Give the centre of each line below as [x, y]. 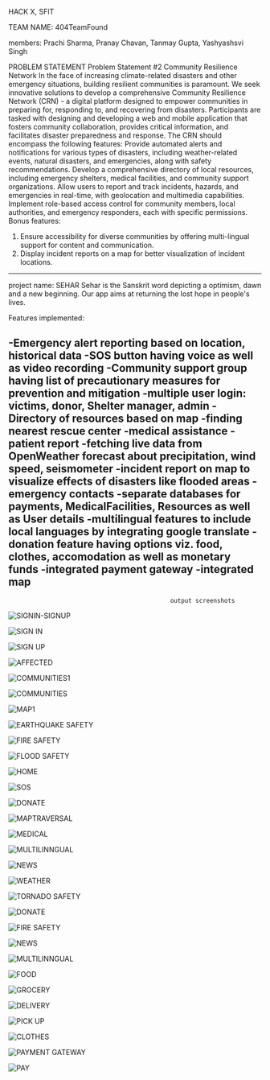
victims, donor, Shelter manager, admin [109, 406]
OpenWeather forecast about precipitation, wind [132, 457]
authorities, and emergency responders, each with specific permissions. [128, 212]
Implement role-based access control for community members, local [122, 204]
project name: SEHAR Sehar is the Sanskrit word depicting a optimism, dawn [135, 285]
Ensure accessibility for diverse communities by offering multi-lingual [135, 236]
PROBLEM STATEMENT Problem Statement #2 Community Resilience [123, 67]
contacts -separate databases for [155, 494]
